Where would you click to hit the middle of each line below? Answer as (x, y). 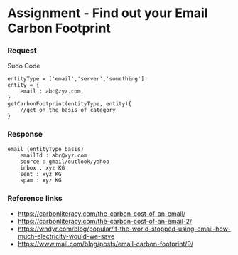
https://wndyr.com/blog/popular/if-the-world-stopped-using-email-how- (124, 229)
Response (25, 135)
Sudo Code (24, 66)
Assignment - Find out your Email (108, 13)
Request (22, 51)
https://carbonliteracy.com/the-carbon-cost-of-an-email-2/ (105, 222)
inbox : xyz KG (43, 168)
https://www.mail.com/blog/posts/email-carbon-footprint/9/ (106, 244)
